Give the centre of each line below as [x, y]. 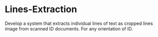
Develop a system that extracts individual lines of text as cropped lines [79, 23]
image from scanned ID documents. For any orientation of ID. [69, 28]
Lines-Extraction [41, 9]
